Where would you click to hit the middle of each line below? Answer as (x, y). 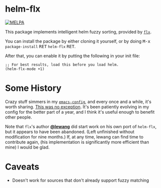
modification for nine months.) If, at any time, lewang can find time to (74, 137)
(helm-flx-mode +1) (25, 69)
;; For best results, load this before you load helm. (62, 65)
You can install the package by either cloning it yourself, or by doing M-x (78, 41)
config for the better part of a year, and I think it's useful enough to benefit (80, 112)
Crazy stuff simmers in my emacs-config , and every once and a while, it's (78, 102)
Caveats (22, 167)
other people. (19, 117)
